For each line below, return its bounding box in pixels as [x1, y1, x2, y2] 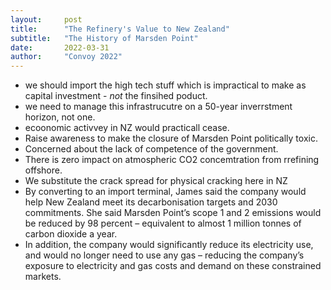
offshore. [24, 164, 63, 176]
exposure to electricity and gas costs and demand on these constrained [24, 260, 322, 272]
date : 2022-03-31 [10, 42, 110, 53]
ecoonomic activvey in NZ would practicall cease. [24, 122, 230, 134]
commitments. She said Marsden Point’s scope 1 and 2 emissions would [24, 207, 322, 219]
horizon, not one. [24, 111, 96, 123]
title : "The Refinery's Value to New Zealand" [10, 24, 230, 34]
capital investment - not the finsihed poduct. [24, 90, 208, 102]
